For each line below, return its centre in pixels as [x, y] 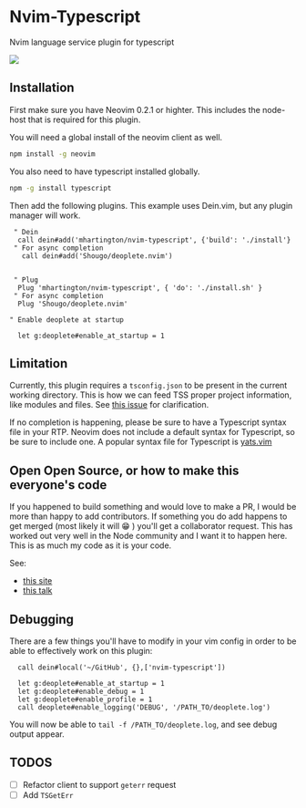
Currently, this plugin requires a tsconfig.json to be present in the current [148, 386]
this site [37, 581]
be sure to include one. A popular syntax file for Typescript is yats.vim [141, 442]
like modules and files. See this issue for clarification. [109, 405]
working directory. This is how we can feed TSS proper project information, [151, 395]
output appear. [37, 734]
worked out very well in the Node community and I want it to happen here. [148, 536]
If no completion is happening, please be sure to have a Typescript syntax [148, 422]
